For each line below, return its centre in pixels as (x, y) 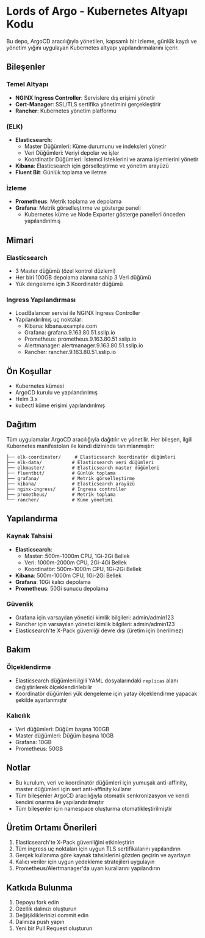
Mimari (20, 240)
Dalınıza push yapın (40, 922)
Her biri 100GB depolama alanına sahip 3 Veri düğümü (83, 277)
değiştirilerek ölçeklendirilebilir (54, 687)
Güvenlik (20, 604)
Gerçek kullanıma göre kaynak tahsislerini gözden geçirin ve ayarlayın (103, 855)
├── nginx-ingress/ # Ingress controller (67, 489)
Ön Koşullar (29, 371)
